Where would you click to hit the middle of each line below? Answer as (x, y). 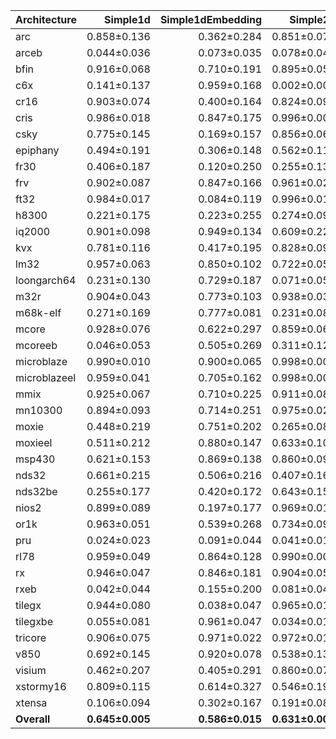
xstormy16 (41, 686)
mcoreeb (36, 345)
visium (31, 670)
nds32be (36, 491)
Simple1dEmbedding (211, 19)
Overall (33, 719)
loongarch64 (46, 280)
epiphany (37, 150)
